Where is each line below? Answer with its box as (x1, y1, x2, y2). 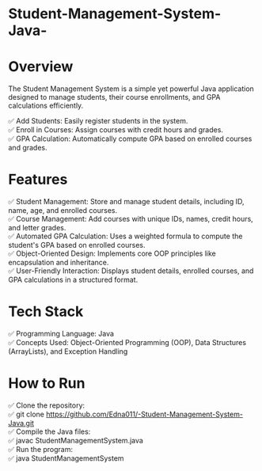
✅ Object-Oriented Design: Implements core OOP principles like (8, 249, 216, 258)
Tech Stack (8, 302, 84, 321)
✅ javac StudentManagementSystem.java (8, 435, 144, 445)
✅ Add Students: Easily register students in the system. (8, 116, 188, 126)
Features (8, 171, 68, 188)
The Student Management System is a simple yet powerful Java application (8, 84, 255, 93)
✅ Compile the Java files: (8, 427, 91, 436)
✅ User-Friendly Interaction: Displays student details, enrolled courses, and (8, 266, 254, 275)
